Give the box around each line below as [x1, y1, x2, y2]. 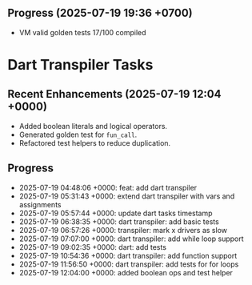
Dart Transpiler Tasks [7, 56, 154, 74]
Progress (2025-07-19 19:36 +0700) [7, 6, 193, 20]
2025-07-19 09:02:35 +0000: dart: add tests [18, 242, 167, 251]
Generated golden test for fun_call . [18, 130, 138, 139]
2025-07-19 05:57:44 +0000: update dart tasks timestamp [18, 208, 213, 218]
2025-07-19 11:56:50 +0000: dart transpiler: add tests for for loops [18, 259, 239, 269]
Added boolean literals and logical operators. [18, 121, 168, 130]
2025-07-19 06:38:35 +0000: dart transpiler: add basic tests [18, 216, 219, 227]
